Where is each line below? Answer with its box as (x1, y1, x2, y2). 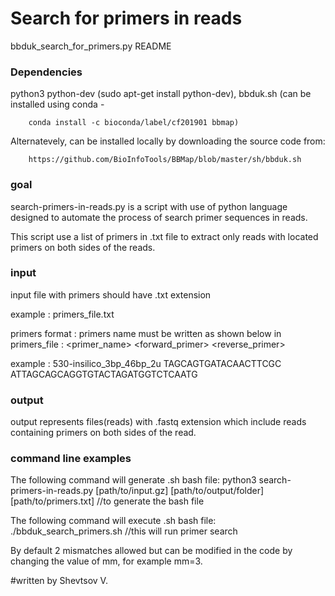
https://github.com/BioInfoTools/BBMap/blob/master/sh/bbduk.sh (28, 155, 302, 165)
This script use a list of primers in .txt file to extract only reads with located (10, 230, 319, 242)
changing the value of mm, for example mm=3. (10, 555, 203, 567)
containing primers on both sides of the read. (10, 427, 197, 439)
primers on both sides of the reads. (10, 241, 156, 253)
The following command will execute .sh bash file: (10, 515, 217, 527)
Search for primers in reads (10, 7, 243, 30)
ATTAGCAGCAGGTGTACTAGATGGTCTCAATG (10, 368, 198, 380)
